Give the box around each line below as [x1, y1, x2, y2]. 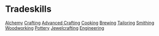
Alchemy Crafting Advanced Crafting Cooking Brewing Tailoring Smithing [5, 20, 155, 26]
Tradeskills [5, 3, 52, 15]
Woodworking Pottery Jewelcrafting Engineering [5, 25, 105, 31]
